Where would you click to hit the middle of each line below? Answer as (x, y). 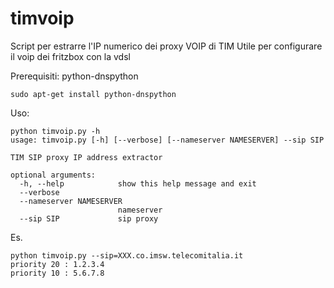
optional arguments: (53, 175)
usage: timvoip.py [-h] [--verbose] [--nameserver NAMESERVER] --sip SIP (167, 140)
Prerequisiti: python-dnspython (74, 76)
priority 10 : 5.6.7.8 (57, 273)
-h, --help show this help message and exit (138, 183)
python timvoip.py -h (55, 131)
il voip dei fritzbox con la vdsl (70, 56)
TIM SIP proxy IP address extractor (86, 157)
